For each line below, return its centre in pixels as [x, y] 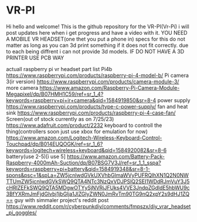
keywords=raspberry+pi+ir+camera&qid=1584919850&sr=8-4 [81, 100]
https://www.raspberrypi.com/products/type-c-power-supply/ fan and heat [97, 106]
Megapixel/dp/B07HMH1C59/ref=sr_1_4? [55, 94]
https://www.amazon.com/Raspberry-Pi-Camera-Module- [110, 88]
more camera [22, 88]
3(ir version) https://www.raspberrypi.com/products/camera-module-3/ [93, 81]
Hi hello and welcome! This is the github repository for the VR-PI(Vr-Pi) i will [98, 26]
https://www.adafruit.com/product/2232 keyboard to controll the [84, 125]
